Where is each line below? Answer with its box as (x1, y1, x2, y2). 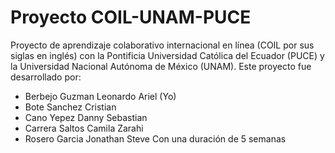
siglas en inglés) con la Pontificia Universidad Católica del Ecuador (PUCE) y (10, 49, 325, 61)
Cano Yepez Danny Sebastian (24, 111, 148, 123)
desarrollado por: (10, 71, 82, 83)
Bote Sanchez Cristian (24, 101, 117, 113)
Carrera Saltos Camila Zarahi (24, 122, 144, 134)
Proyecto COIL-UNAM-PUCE (10, 6, 252, 29)
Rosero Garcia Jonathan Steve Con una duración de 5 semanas (24, 132, 287, 145)
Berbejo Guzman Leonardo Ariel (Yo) (24, 90, 177, 102)
